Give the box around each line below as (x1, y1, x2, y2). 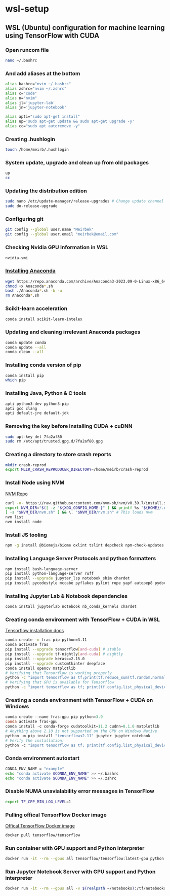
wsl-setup (5, 3, 49, 15)
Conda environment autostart (5, 754, 80, 762)
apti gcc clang (5, 406, 37, 411)
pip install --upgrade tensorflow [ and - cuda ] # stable (5, 647, 121, 652)
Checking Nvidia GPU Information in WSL (5, 244, 109, 251)
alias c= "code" (5, 91, 37, 96)
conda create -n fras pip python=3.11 (5, 637, 87, 642)
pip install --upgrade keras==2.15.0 (5, 656, 85, 661)
